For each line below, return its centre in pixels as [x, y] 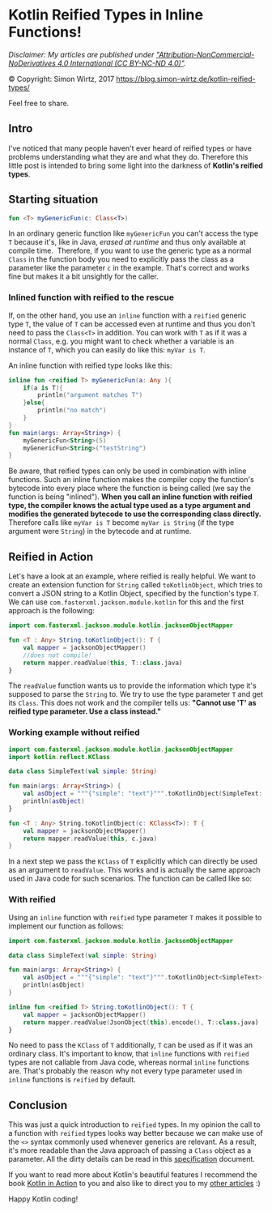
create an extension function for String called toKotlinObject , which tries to [136, 585]
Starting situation [53, 200]
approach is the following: [52, 611]
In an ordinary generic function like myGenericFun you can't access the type [134, 233]
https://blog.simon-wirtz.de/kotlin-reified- [186, 79]
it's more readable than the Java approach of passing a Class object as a [130, 1150]
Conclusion [38, 1105]
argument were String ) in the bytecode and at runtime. [100, 531]
